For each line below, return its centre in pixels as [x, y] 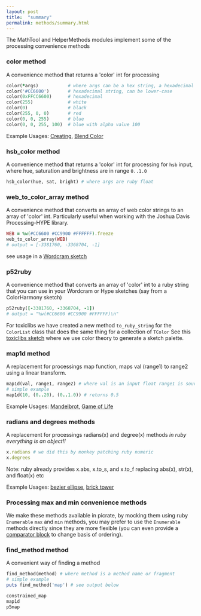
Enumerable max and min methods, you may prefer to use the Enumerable [93, 522]
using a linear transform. [36, 373]
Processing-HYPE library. [37, 223]
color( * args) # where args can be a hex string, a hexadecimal [100, 85]
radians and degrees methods [51, 422]
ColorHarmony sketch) [34, 298]
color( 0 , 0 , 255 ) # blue [45, 119]
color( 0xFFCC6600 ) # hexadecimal [54, 97]
